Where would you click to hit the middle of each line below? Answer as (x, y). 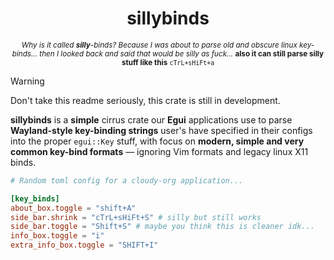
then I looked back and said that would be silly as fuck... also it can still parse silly (182, 53)
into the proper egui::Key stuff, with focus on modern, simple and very (157, 141)
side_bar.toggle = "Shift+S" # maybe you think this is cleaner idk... (162, 227)
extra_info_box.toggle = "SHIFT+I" (84, 245)
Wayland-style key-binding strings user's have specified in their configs (161, 130)
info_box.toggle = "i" (57, 236)
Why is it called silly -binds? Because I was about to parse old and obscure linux (159, 45)
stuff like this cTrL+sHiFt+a (168, 62)
